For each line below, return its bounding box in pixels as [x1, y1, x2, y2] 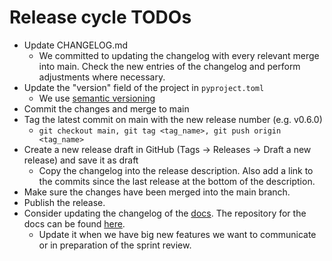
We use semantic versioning [38, 92, 156, 104]
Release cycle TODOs [9, 6, 192, 29]
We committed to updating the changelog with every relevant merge [38, 49, 320, 61]
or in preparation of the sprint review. [38, 239, 192, 251]
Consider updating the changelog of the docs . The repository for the [23, 207, 307, 219]
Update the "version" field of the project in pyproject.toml [23, 81, 265, 93]
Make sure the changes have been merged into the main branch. [23, 186, 291, 198]
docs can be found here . [23, 217, 126, 230]
